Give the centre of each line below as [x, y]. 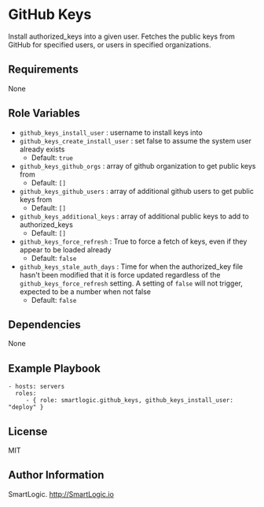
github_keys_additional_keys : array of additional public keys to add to [134, 216]
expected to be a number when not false [85, 291]
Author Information [56, 475]
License [28, 431]
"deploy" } [26, 408]
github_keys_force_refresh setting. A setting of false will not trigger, [131, 283]
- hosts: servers [37, 387]
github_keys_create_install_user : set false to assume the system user [135, 140]
